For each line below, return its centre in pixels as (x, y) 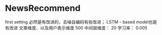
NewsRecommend (43, 8)
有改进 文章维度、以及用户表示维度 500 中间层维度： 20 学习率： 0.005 (76, 28)
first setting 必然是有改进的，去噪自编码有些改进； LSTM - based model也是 (81, 22)
